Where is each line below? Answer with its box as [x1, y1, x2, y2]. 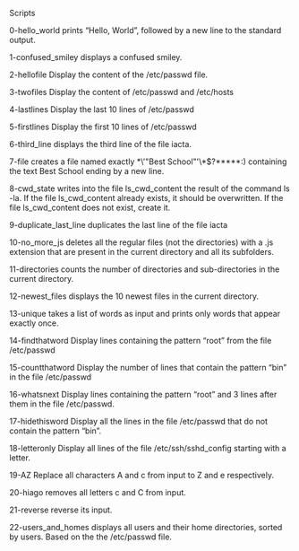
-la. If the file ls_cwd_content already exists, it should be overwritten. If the [9, 193, 284, 203]
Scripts [9, 8, 36, 18]
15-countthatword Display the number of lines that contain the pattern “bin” [9, 363, 287, 372]
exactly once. [9, 318, 60, 328]
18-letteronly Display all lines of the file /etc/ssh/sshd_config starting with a [9, 443, 286, 453]
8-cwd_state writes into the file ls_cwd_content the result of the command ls [9, 183, 290, 194]
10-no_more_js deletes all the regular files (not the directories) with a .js [9, 237, 274, 248]
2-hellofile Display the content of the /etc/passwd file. [9, 69, 209, 80]
